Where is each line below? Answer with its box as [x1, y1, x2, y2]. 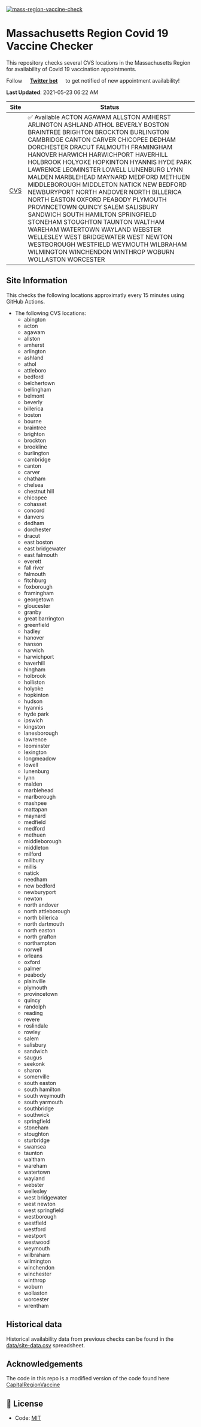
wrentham [23, 1302, 49, 1309]
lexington [23, 749, 47, 756]
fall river [23, 563, 44, 571]
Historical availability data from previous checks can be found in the [6, 1335, 174, 1343]
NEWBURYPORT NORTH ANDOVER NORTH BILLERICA [28, 187, 182, 196]
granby [23, 608, 42, 616]
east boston [23, 538, 54, 546]
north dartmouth [23, 920, 65, 928]
